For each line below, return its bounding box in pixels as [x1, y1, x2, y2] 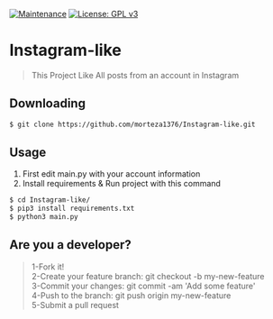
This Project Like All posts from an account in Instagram [31, 69, 240, 80]
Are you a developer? [9, 237, 132, 252]
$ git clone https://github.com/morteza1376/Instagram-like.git [9, 120, 256, 129]
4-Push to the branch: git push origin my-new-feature [31, 289, 232, 301]
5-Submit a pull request [31, 299, 120, 310]
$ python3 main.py [9, 213, 78, 222]
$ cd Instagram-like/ [9, 196, 91, 205]
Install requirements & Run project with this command [22, 178, 221, 189]
